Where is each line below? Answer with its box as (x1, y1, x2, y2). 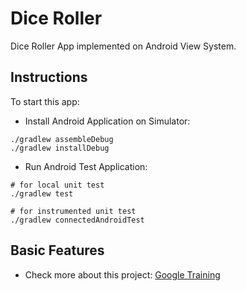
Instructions (10, 69, 88, 86)
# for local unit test (10, 180, 105, 190)
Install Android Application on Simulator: (24, 115, 191, 127)
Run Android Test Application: (24, 160, 148, 172)
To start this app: (10, 95, 80, 107)
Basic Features (10, 242, 105, 259)
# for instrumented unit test (10, 206, 137, 216)
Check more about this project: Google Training (24, 268, 221, 281)
